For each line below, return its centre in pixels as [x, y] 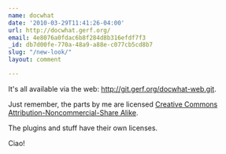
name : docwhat [31, 15]
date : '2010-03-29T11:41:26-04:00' [67, 23]
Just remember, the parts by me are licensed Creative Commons [113, 104]
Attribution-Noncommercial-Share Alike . [73, 112]
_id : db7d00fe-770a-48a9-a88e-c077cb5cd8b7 [81, 45]
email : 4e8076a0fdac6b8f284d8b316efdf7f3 [77, 38]
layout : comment [35, 60]
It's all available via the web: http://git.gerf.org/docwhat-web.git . [112, 88]
